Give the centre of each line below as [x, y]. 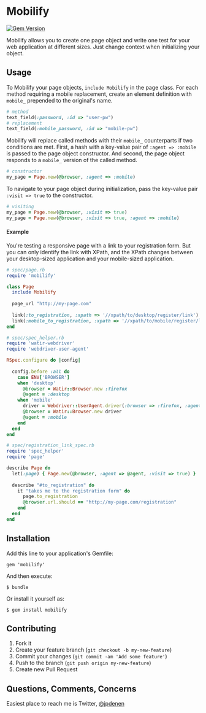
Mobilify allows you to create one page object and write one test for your [98, 40]
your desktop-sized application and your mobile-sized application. [90, 259]
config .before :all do [41, 372]
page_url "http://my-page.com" [52, 304]
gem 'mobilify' [26, 564]
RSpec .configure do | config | [44, 360]
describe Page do [29, 468]
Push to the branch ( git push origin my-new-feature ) [83, 663]
